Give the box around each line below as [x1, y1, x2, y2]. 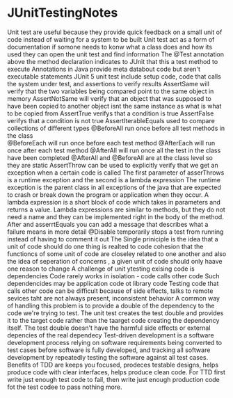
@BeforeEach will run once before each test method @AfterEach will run [7, 138, 216, 147]
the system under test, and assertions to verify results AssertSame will [7, 79, 210, 88]
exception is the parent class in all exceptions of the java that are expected [7, 183, 221, 191]
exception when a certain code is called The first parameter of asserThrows [7, 168, 225, 177]
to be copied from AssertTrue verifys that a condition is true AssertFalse [7, 109, 214, 118]
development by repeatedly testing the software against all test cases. [7, 353, 209, 361]
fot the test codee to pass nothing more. [7, 383, 123, 391]
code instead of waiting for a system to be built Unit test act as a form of [7, 35, 215, 43]
